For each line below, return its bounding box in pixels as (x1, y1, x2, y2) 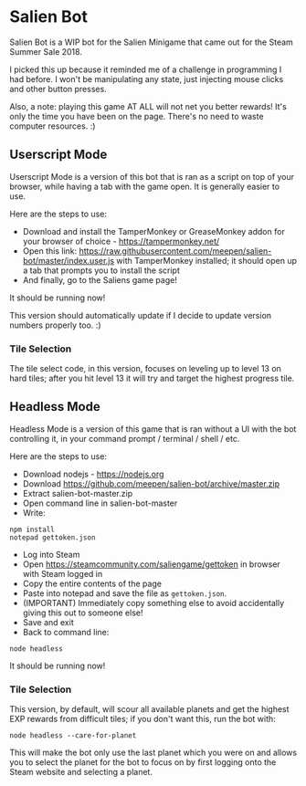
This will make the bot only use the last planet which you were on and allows (9, 747, 298, 759)
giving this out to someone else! (22, 607, 143, 618)
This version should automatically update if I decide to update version (9, 309, 272, 320)
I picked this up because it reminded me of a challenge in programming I (9, 64, 282, 75)
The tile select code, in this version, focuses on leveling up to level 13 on (9, 363, 281, 374)
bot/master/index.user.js (22, 255, 115, 266)
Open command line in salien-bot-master (22, 498, 178, 508)
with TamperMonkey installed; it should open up (116, 255, 298, 266)
